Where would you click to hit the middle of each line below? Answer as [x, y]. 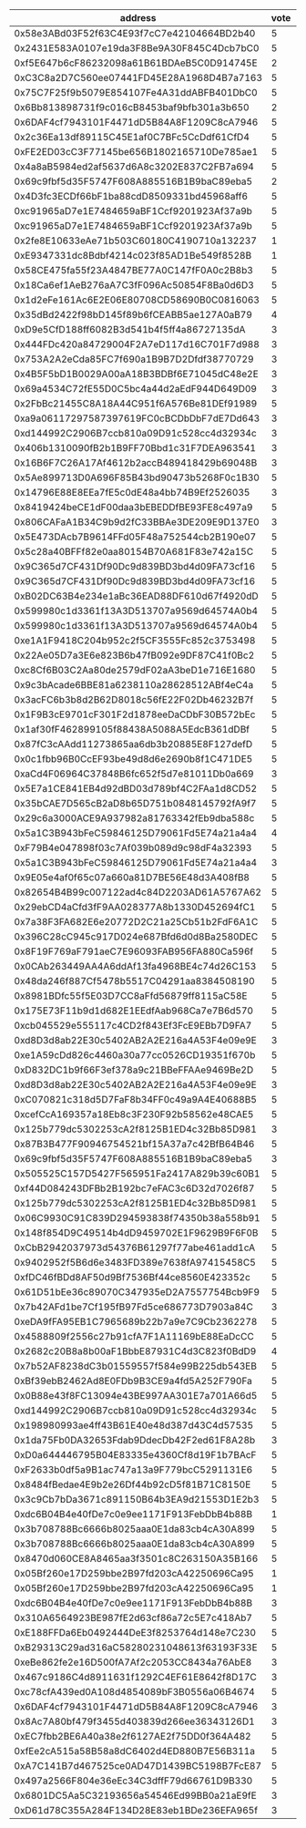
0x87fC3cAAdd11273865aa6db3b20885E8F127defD [133, 744]
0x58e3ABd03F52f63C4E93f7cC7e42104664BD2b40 [135, 33]
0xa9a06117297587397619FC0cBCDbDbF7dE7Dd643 [137, 418]
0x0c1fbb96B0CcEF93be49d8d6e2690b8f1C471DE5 [133, 759]
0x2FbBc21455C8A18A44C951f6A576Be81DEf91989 [136, 403]
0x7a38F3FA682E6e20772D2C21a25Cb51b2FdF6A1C [136, 922]
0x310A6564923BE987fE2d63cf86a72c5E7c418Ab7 [133, 1618]
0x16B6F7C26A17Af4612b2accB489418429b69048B [136, 462]
